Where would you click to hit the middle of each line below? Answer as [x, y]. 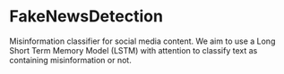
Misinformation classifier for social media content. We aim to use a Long [142, 41]
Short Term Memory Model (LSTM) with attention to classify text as [133, 50]
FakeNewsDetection [86, 16]
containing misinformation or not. [70, 60]
